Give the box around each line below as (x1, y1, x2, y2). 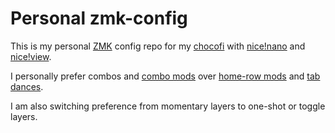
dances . (10, 80, 44, 92)
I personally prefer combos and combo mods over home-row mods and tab (10, 70, 321, 82)
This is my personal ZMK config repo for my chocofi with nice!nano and (10, 40, 306, 52)
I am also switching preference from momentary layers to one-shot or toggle (10, 100, 326, 112)
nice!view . (10, 50, 52, 62)
